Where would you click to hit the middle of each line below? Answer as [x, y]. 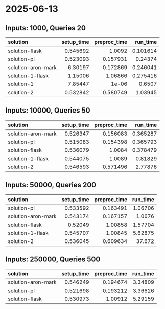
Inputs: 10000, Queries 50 [48, 111]
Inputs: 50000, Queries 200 [51, 185]
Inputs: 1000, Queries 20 [45, 28]
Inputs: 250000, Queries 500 [53, 260]
